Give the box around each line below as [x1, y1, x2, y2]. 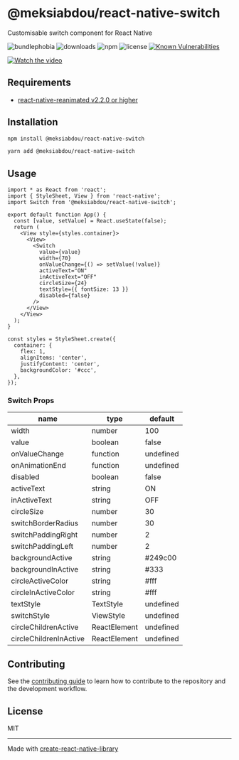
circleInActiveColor [11, 588, 75, 598]
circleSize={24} [38, 279, 87, 287]
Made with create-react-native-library [7, 744, 119, 753]
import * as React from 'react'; [7, 186, 107, 193]
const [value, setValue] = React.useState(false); [14, 218, 167, 225]
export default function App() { [7, 211, 107, 218]
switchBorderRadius [11, 518, 79, 528]
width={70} [38, 255, 72, 262]
